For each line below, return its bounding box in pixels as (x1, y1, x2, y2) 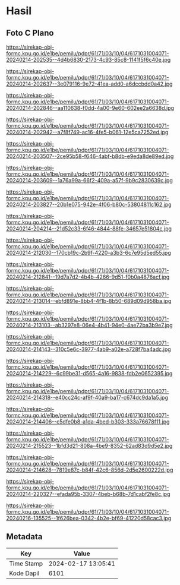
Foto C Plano (6, 28, 54, 38)
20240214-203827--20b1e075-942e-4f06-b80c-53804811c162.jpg (6, 201, 172, 208)
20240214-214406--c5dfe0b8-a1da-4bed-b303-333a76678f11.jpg (6, 418, 170, 425)
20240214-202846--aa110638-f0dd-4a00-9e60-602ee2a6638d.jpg (6, 105, 174, 111)
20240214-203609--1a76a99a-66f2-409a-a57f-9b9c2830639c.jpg (6, 177, 173, 184)
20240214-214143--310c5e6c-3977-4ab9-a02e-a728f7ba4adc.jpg (6, 346, 171, 353)
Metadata (6, 532, 43, 542)
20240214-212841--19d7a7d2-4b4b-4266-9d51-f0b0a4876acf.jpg (6, 273, 170, 280)
